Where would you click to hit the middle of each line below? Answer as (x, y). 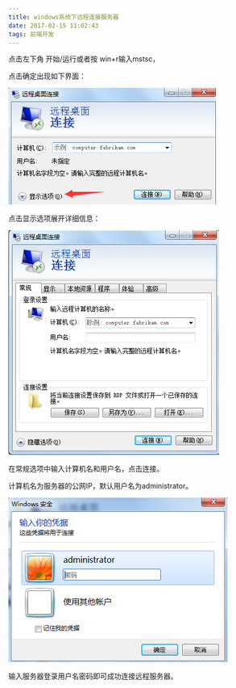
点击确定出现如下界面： (47, 76)
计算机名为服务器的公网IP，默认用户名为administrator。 (101, 486)
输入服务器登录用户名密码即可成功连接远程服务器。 (93, 676)
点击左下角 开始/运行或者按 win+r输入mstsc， (84, 59)
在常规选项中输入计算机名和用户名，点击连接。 (86, 469)
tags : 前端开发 (31, 34)
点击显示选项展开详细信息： (54, 219)
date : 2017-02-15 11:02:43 (54, 25)
